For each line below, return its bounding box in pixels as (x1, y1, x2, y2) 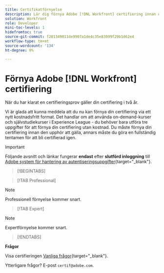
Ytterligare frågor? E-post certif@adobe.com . (5, 262, 94, 268)
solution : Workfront (5, 16, 47, 21)
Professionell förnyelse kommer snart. (5, 197, 82, 202)
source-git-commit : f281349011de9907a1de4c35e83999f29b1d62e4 (5, 35, 134, 39)
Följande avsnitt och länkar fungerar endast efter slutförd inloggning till (5, 154, 150, 160)
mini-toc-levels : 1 (5, 25, 45, 30)
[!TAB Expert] (17, 206, 44, 212)
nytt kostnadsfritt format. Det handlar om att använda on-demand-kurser (5, 114, 151, 120)
